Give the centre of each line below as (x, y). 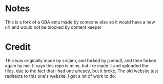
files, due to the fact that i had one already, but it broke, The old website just (82, 71)
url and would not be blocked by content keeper (53, 27)
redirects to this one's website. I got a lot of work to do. (61, 76)
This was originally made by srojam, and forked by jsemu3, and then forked (81, 60)
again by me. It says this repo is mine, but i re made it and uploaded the (77, 65)
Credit (18, 47)
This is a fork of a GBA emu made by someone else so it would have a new (80, 22)
